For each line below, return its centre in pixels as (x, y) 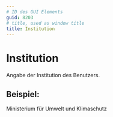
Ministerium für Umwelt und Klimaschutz (56, 109)
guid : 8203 (20, 17)
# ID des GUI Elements (35, 12)
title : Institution (31, 29)
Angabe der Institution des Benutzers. (53, 75)
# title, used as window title (45, 23)
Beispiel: (23, 94)
